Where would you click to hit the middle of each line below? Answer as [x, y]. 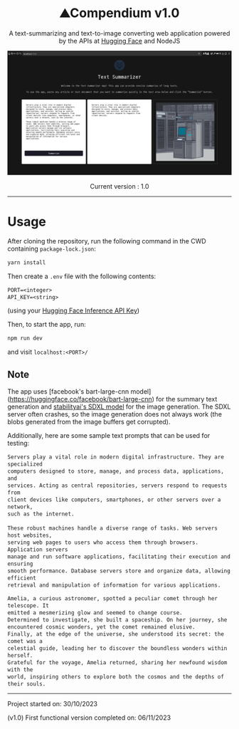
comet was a [25, 641]
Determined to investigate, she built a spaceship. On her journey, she [117, 620]
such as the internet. [41, 514]
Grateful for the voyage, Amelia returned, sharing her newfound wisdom [117, 663]
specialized [25, 464]
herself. [20, 656]
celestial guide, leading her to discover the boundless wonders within [117, 649]
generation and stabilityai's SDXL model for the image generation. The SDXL [119, 407]
